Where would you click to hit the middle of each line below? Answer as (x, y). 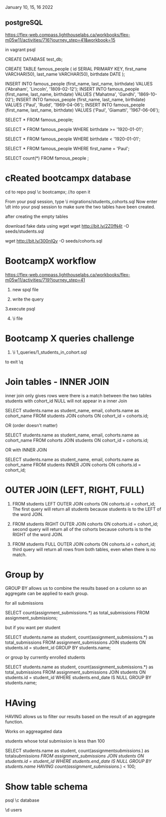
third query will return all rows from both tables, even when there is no (84, 549)
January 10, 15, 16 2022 (29, 7)
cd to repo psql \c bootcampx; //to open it (48, 192)
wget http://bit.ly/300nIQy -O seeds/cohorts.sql (54, 241)
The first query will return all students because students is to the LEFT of (87, 509)
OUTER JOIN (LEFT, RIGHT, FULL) (75, 490)
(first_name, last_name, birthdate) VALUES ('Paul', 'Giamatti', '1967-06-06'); (83, 110)
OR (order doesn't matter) (31, 425)
